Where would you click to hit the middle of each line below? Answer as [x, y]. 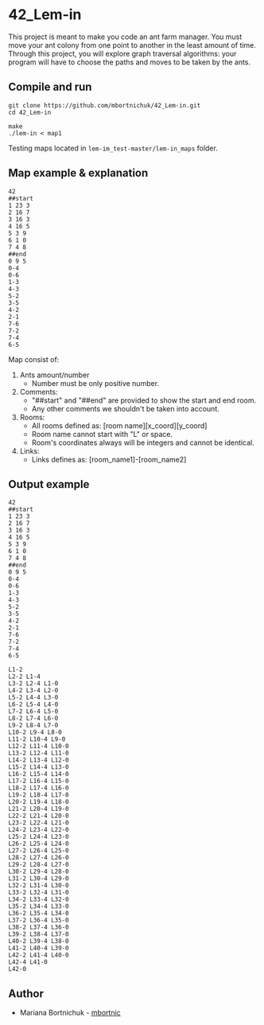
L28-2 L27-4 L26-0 [39, 858]
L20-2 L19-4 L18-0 [39, 802]
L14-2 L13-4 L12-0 [39, 760]
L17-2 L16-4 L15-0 [39, 781]
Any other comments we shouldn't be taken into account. [126, 408]
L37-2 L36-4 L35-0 [39, 921]
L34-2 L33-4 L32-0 [39, 900]
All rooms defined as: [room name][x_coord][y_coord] [119, 425]
